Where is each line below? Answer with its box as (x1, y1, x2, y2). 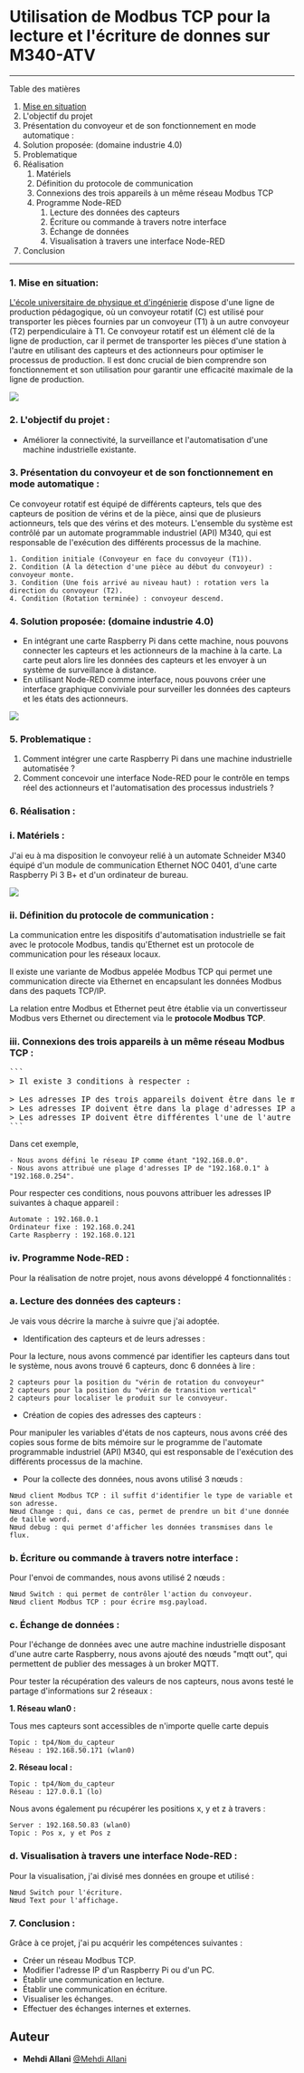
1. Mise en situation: (9, 276, 100, 289)
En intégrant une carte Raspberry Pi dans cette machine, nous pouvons (22, 636, 290, 647)
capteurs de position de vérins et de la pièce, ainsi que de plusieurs (9, 507, 261, 518)
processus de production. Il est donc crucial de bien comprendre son (9, 355, 267, 366)
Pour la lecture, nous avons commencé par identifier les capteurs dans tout (9, 1350, 290, 1361)
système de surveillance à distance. (22, 664, 157, 676)
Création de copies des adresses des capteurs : (22, 1409, 202, 1420)
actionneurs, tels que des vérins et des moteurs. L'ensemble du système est (9, 517, 293, 528)
